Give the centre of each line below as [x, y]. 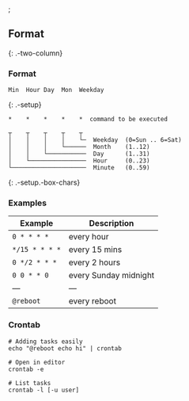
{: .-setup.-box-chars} [44, 182]
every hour [89, 237]
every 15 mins [95, 250]
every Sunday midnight [112, 276]
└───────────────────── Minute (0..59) [79, 168]
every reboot [93, 301]
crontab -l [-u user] [44, 390]
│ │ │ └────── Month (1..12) [79, 147]
